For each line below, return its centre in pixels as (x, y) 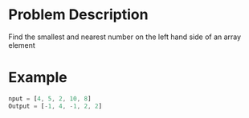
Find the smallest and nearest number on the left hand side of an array (125, 37)
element (22, 45)
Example (38, 78)
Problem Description (78, 15)
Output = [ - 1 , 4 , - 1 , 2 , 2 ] (55, 106)
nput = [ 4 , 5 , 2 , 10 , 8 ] (50, 98)
